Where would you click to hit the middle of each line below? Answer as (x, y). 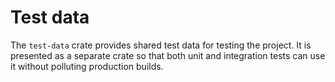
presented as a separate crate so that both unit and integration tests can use (168, 55)
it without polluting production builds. (87, 66)
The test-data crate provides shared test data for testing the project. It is (161, 45)
